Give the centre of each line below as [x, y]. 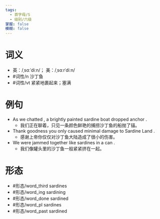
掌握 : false [17, 24]
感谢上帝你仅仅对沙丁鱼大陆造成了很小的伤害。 [69, 137]
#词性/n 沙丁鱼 [28, 77]
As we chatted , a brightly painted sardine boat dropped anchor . [80, 119]
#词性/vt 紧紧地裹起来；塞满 [42, 83]
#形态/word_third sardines [40, 186]
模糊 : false [17, 29]
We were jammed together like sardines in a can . [64, 143]
